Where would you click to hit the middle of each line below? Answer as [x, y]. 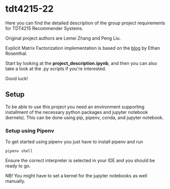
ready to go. [18, 166]
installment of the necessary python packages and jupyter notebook [77, 112]
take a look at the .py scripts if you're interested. [56, 69]
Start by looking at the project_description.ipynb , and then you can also [81, 63]
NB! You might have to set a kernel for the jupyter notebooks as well [76, 176]
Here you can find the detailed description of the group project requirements [85, 23]
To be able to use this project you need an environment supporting [75, 107]
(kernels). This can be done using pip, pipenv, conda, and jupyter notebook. [84, 117]
